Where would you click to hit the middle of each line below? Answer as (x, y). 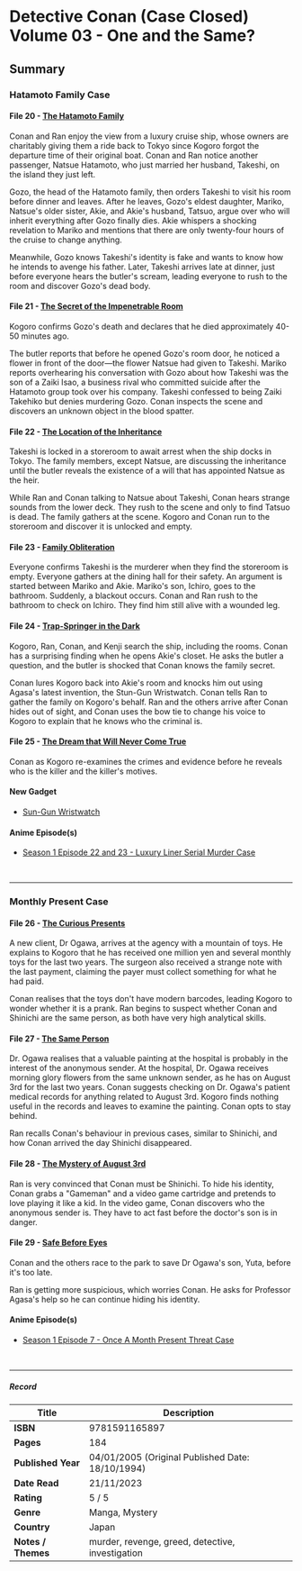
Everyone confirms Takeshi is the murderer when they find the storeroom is (149, 567)
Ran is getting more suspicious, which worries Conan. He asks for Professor (150, 1289)
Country (32, 1527)
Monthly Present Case (59, 902)
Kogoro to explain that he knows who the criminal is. (106, 721)
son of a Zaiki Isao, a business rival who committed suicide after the (135, 382)
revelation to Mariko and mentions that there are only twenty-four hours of (147, 230)
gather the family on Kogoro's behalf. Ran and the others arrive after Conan (149, 702)
